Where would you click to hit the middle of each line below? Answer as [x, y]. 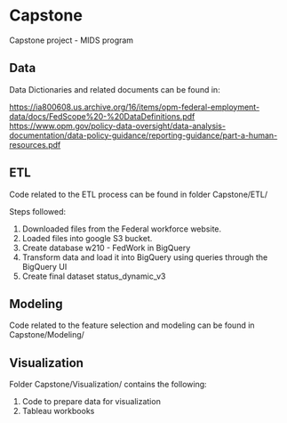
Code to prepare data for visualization [92, 402]
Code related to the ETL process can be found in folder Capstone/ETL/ [139, 194]
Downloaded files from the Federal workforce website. [122, 229]
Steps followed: [38, 211]
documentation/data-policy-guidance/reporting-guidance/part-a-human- [143, 135]
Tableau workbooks [58, 411]
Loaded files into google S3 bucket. [87, 238]
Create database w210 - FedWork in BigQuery [106, 248]
